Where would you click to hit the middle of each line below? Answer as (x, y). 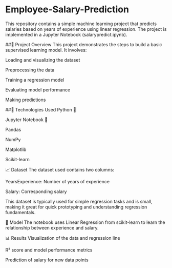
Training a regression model (35, 80)
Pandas (13, 129)
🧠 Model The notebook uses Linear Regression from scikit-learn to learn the (85, 222)
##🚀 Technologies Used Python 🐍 (41, 109)
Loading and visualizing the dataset (43, 60)
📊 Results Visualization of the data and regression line (63, 238)
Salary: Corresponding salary (36, 192)
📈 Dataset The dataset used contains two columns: (60, 169)
